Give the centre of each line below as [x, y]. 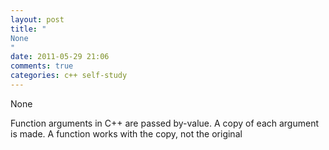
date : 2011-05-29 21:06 [60, 57]
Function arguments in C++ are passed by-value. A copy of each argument [164, 123]
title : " [28, 29]
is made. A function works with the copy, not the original [126, 133]
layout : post [37, 19]
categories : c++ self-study [69, 76]
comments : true [42, 66]
